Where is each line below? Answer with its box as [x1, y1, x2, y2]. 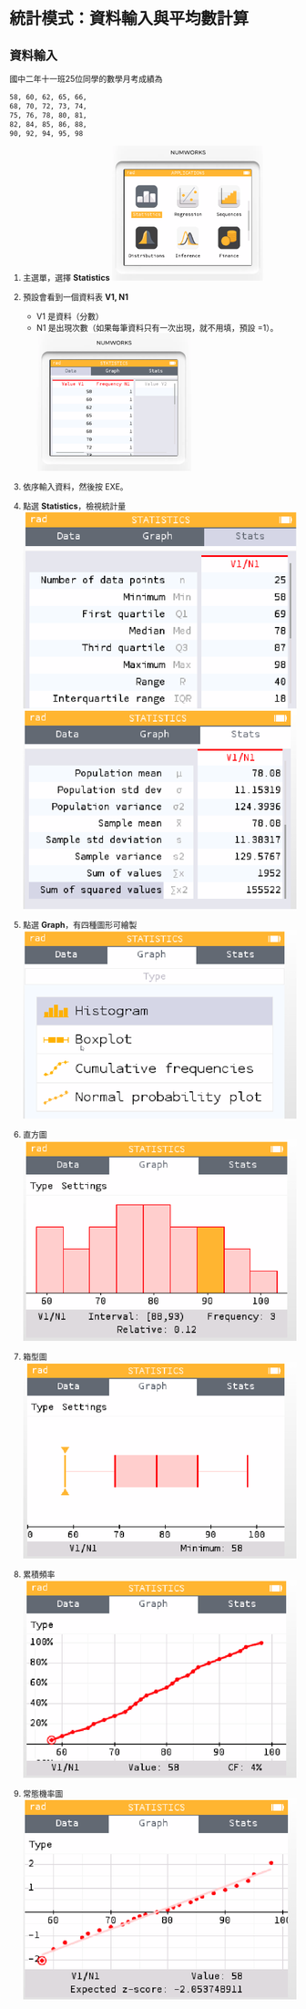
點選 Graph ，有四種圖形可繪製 [22, 919, 138, 930]
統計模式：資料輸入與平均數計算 [9, 8, 250, 29]
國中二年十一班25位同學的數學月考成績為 [9, 74, 163, 84]
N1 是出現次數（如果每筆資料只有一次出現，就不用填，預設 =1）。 [36, 323, 279, 333]
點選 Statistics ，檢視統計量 [22, 500, 126, 511]
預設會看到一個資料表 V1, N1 [22, 292, 129, 302]
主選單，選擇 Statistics [22, 273, 110, 283]
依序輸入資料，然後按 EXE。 [22, 481, 129, 492]
